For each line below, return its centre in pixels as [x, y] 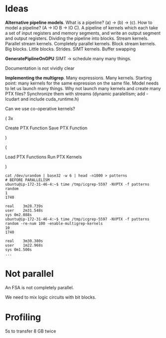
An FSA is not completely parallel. [40, 287]
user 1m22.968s [24, 245]
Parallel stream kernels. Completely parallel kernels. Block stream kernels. [81, 43]
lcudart [12, 99]
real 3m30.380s [24, 241]
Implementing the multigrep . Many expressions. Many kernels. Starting [79, 78]
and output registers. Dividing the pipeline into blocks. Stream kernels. [77, 38]
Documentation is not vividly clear [40, 68]
